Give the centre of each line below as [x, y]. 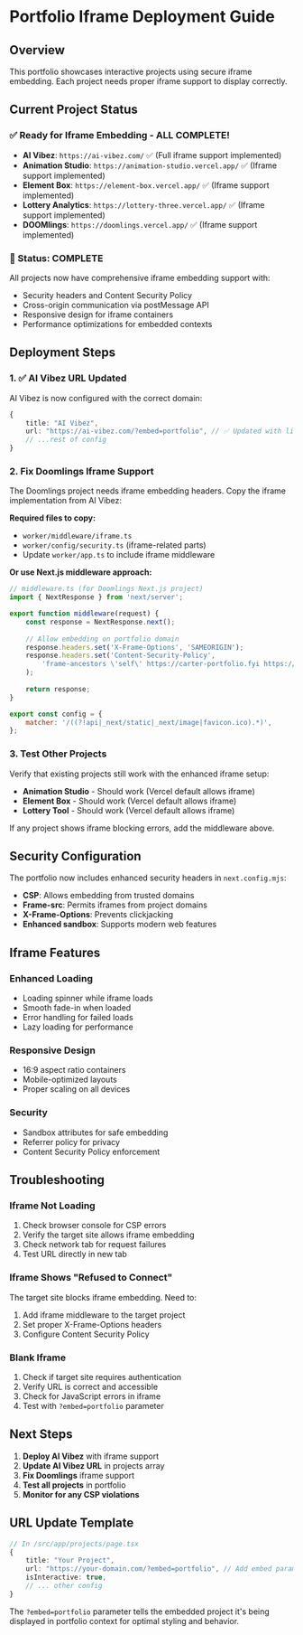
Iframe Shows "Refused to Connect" [91, 1278]
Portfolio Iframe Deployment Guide [142, 17]
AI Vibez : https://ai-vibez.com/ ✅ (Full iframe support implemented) [152, 155]
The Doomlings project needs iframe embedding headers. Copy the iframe [148, 491]
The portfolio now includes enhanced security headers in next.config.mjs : [148, 878]
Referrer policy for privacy [71, 1142]
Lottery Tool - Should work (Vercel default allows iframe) [129, 810]
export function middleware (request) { [84, 614]
